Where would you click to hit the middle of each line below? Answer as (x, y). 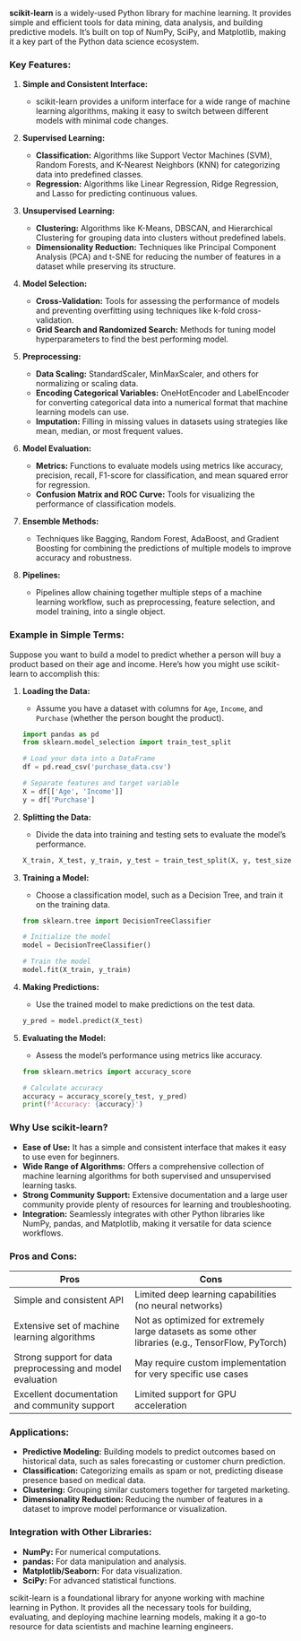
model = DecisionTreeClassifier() (86, 945)
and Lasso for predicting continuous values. (117, 194)
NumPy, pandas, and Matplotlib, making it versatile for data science (146, 1223)
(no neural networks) (179, 1306)
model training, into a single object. (100, 612)
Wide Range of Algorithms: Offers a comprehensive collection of (143, 1166)
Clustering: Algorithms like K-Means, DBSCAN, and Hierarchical (154, 229)
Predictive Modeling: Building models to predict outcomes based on (149, 1452)
